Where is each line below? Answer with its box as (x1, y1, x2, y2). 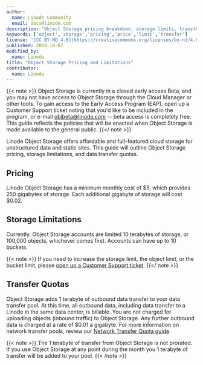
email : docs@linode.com (11, 20, 71, 26)
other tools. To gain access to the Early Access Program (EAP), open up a (6, 100, 190, 108)
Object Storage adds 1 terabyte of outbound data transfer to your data (6, 295, 180, 303)
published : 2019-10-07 (6, 43, 63, 49)
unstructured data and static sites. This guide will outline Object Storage (6, 144, 186, 151)
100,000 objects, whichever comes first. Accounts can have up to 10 (6, 237, 176, 244)
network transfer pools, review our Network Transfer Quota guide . (6, 327, 171, 335)
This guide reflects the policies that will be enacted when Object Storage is (6, 119, 193, 127)
